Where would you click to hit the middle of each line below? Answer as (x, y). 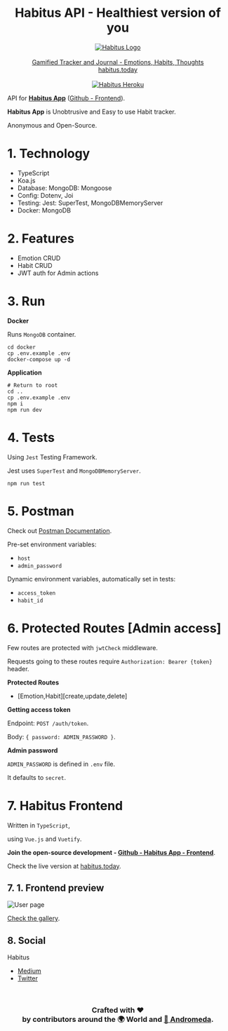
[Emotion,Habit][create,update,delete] (72, 696)
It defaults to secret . (37, 777)
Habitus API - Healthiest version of (118, 13)
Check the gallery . (34, 918)
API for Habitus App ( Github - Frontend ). (66, 98)
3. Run (26, 301)
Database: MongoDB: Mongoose (65, 188)
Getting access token (39, 709)
